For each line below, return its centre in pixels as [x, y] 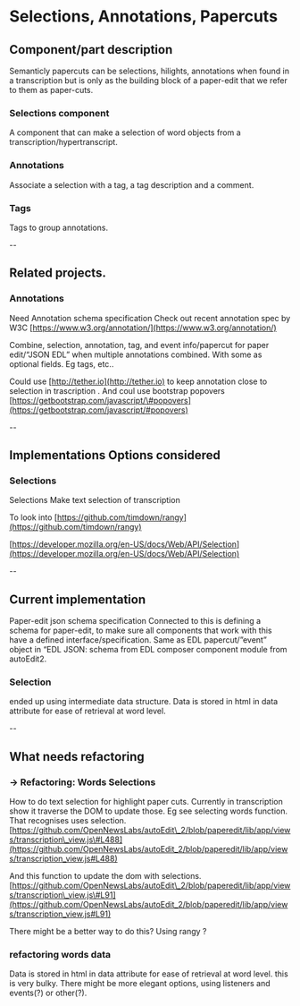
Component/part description [91, 50]
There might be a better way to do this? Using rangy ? [108, 932]
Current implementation [77, 599]
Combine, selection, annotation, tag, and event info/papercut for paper [139, 345]
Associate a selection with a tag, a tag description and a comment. [132, 184]
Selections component [59, 113]
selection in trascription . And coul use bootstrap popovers [117, 390]
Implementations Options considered [115, 455]
